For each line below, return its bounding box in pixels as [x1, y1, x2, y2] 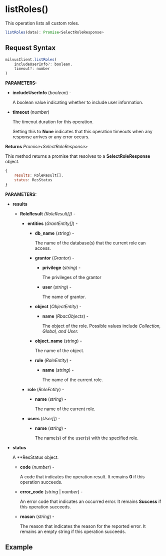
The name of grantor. [42, 294, 86, 300]
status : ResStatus [14, 177, 52, 182]
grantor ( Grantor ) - [34, 254, 74, 261]
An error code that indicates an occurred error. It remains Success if [19, 498, 161, 504]
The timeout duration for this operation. [12, 119, 94, 125]
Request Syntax [5, 44, 56, 52]
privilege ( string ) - [42, 264, 81, 270]
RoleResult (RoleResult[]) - [19, 210, 76, 216]
